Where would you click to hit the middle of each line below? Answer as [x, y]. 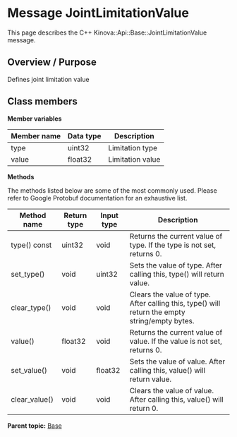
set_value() [29, 370]
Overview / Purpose [52, 62]
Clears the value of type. [170, 294]
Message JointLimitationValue [98, 13]
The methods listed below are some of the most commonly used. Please [112, 190]
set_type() [28, 274]
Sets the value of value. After [177, 361]
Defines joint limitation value [48, 79]
